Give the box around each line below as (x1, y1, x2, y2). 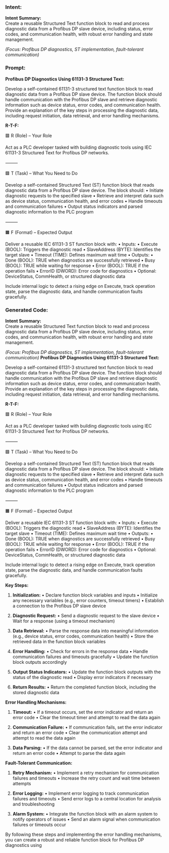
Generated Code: (5, 306, 48, 313)
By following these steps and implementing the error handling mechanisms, (5, 831, 162, 837)
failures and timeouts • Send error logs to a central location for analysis (12, 795, 161, 801)
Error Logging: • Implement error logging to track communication (12, 790, 149, 796)
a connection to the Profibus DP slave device (12, 603, 106, 609)
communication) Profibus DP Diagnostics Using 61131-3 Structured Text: (5, 354, 160, 360)
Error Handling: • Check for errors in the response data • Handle (12, 648, 148, 654)
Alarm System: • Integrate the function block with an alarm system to (12, 811, 158, 817)
